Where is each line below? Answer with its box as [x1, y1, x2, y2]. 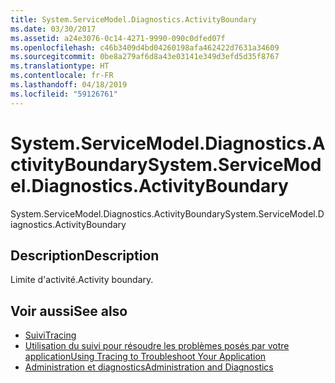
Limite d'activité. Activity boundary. [10, 274, 154, 286]
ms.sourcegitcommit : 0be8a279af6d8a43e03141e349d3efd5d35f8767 [10, 52, 280, 62]
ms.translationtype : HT [10, 61, 110, 71]
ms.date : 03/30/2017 [10, 24, 97, 34]
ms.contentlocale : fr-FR [10, 71, 114, 81]
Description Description [10, 247, 160, 264]
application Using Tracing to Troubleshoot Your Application [24, 351, 267, 363]
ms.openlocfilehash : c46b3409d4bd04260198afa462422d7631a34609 [10, 42, 280, 53]
